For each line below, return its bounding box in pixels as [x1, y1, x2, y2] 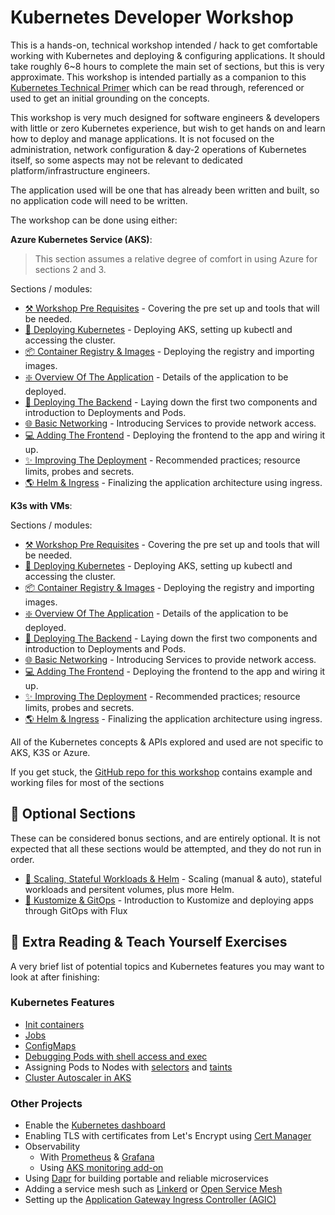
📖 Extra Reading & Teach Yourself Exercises [10, 934, 288, 951]
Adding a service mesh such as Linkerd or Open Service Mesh [24, 1183, 283, 1195]
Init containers [24, 1018, 85, 1030]
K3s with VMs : [10, 499, 73, 511]
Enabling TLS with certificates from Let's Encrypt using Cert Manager [24, 1130, 312, 1142]
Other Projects [10, 1096, 83, 1110]
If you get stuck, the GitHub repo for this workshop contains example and [10, 766, 313, 778]
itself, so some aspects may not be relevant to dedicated [10, 154, 243, 166]
